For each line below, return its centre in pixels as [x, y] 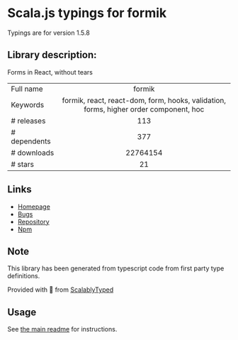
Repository [33, 221]
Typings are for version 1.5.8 [49, 33]
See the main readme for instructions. [62, 329]
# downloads [33, 153]
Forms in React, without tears [50, 72]
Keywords [28, 104]
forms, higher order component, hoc [144, 109]
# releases [28, 121]
